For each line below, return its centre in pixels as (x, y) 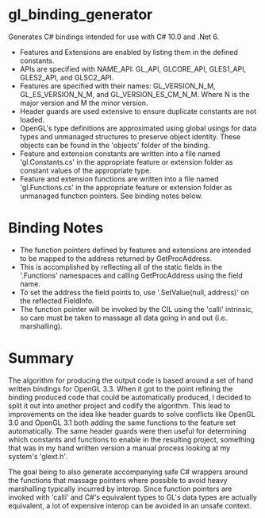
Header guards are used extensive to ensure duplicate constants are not (138, 111)
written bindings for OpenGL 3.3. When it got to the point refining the (121, 388)
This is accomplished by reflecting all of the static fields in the (121, 267)
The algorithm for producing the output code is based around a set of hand (131, 380)
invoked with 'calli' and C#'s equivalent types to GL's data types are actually (133, 497)
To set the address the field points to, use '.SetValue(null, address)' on (134, 292)
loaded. (32, 119)
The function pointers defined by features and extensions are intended (135, 250)
